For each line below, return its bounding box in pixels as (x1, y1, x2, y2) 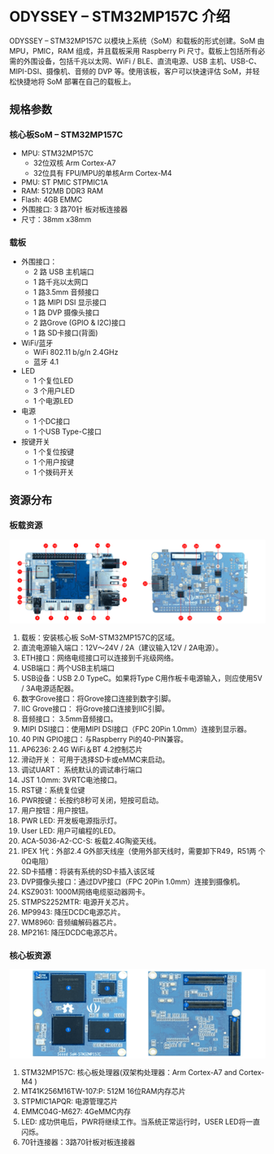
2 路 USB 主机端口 (33, 266, 94, 277)
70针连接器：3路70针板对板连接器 (20, 1137, 136, 1147)
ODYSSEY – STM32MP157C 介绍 (9, 7, 231, 26)
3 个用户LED (33, 386, 76, 396)
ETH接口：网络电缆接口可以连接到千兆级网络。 (20, 653, 178, 662)
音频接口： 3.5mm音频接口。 (20, 714, 118, 723)
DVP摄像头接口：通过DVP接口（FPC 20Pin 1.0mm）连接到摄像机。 (20, 876, 245, 886)
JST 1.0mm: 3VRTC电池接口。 (20, 775, 122, 785)
